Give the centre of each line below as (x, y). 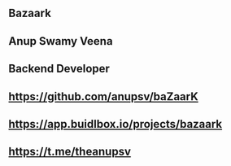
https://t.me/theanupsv (70, 152)
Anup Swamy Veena (61, 41)
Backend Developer (59, 69)
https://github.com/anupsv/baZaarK (104, 96)
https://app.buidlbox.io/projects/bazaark (115, 124)
